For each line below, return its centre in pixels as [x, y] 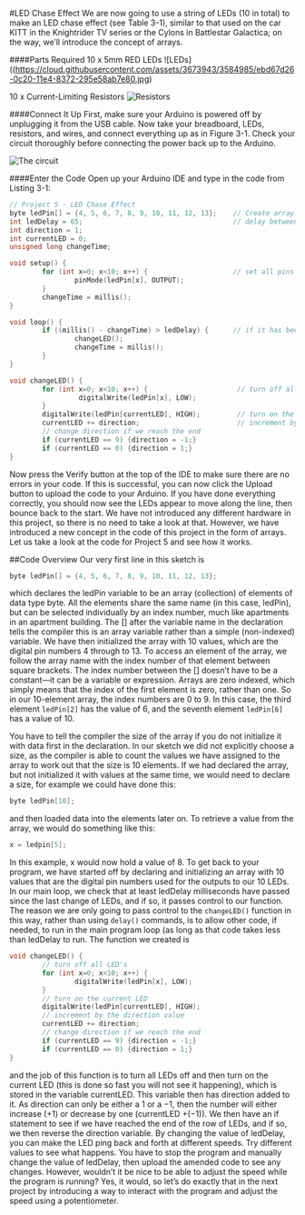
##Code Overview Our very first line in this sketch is [107, 559]
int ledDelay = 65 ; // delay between [154, 222]
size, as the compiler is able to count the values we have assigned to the [145, 756]
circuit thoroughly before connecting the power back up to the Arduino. [143, 143]
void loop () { [36, 322]
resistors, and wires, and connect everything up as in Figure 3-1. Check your [152, 134]
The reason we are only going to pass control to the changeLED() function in [151, 911]
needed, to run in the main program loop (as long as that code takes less [145, 930]
